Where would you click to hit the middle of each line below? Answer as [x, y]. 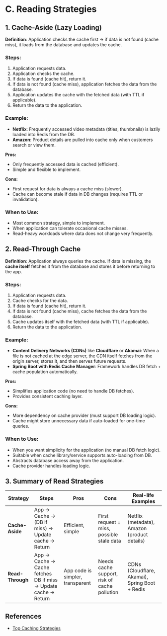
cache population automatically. [45, 372]
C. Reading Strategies [51, 9]
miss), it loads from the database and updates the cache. [64, 45]
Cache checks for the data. [40, 301]
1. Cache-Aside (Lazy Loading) [53, 28]
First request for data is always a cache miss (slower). [68, 189]
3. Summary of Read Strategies [54, 481]
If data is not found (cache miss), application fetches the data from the [84, 84]
